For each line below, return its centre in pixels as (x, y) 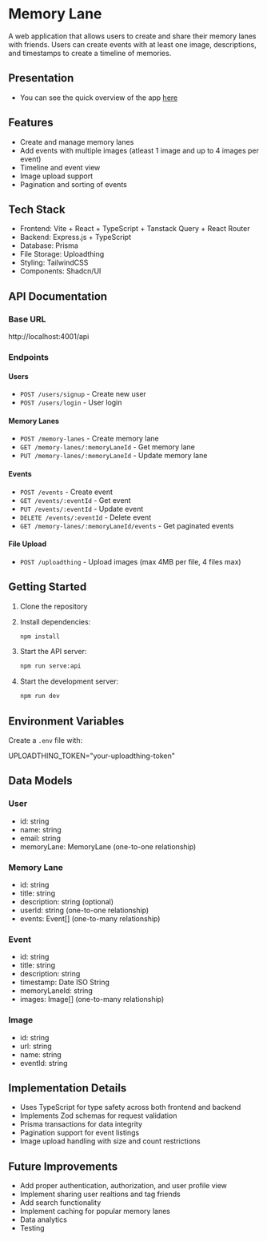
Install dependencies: (55, 621)
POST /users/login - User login (71, 403)
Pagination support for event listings (80, 1133)
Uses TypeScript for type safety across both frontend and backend (130, 1107)
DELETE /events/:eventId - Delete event (86, 517)
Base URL (27, 319)
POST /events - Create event (66, 492)
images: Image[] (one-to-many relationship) (92, 1000)
